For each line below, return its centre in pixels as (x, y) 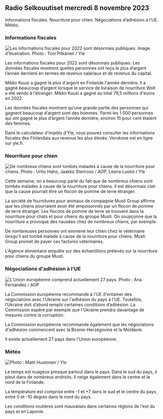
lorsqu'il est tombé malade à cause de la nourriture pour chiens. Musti (75, 236)
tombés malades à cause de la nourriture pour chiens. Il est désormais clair (81, 186)
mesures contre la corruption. (35, 315)
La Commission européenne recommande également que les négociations (80, 324)
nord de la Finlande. (25, 382)
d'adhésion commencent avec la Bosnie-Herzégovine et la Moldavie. (74, 330)
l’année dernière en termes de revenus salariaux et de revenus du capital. (79, 73)
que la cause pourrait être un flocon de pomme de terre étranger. (71, 191)
